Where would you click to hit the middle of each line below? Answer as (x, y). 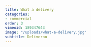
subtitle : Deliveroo (26, 37)
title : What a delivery (30, 10)
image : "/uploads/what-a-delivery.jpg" (46, 32)
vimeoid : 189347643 (25, 28)
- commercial (18, 19)
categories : (17, 14)
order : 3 (14, 23)
